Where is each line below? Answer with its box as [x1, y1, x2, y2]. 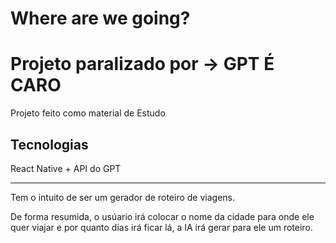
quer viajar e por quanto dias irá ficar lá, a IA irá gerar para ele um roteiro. [10, 221, 313, 233]
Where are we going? [10, 7, 191, 30]
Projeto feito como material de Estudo [10, 107, 166, 119]
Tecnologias [10, 136, 89, 153]
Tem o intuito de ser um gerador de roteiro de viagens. [10, 191, 235, 203]
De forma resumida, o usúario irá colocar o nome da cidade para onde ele [10, 210, 315, 222]
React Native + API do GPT [10, 162, 122, 174]
